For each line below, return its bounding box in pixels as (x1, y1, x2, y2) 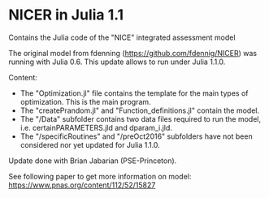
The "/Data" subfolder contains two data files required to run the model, (20, 114, 262, 123)
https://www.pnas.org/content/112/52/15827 (8, 180, 156, 190)
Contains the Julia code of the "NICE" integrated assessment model (8, 32, 236, 42)
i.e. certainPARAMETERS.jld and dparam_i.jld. (20, 123, 173, 132)
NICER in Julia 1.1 (8, 6, 124, 24)
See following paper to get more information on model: (8, 171, 192, 181)
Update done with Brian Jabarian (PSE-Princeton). (8, 156, 177, 166)
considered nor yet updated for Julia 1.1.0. (20, 140, 160, 149)
